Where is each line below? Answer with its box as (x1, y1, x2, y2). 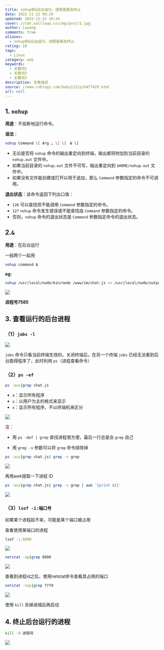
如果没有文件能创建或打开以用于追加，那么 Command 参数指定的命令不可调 (12, 175, 159, 181)
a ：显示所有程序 (12, 392, 45, 398)
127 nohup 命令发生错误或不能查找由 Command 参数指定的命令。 (12, 208, 136, 214)
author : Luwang (5, 25, 36, 30)
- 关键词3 (9, 75, 27, 80)
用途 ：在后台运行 (5, 242, 40, 247)
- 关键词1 (9, 67, 27, 71)
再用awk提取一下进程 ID (5, 473, 53, 479)
